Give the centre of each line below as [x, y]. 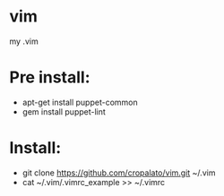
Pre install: [50, 77]
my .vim [24, 41]
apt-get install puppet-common [80, 102]
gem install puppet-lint [64, 111]
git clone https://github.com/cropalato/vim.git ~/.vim [119, 173]
